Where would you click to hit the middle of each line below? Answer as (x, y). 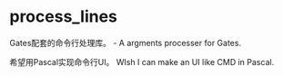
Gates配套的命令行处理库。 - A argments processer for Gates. (126, 43)
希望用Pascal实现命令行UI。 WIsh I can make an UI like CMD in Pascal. (142, 62)
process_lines (64, 17)
